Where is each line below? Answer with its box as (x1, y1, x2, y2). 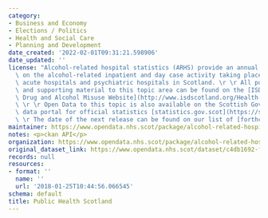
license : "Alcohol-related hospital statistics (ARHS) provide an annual (8, 64, 259, 72)
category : (8, 11, 41, 20)
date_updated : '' (8, 57, 66, 65)
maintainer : (8, 123, 48, 131)
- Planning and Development (8, 42, 102, 50)
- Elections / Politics (8, 26, 88, 34)
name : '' (15, 175, 45, 184)
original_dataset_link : (8, 145, 88, 153)
